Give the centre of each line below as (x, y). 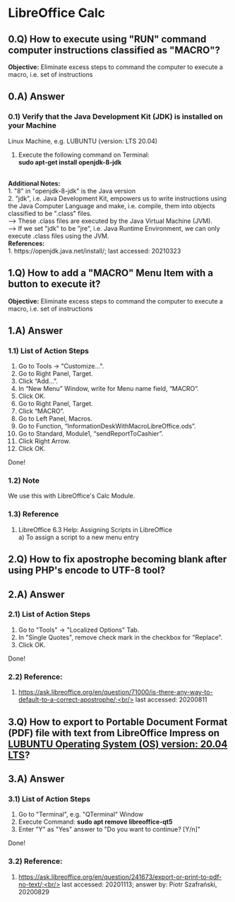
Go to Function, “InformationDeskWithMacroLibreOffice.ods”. (107, 426)
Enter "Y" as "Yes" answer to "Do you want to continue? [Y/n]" (109, 829)
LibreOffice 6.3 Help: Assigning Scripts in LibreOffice (95, 529)
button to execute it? (54, 284)
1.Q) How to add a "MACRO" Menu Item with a (111, 273)
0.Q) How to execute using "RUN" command (107, 39)
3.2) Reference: (35, 861)
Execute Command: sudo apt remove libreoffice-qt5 (95, 822)
